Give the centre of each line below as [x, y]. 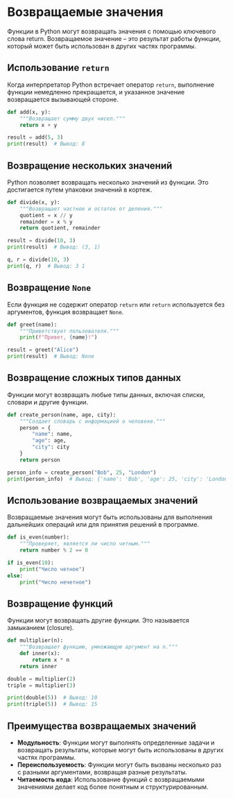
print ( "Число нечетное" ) [55, 582]
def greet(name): [32, 324]
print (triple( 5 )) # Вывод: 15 [52, 704]
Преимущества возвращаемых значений [102, 726]
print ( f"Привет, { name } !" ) [59, 337]
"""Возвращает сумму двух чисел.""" [73, 119]
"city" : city [51, 447]
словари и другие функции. [48, 402]
